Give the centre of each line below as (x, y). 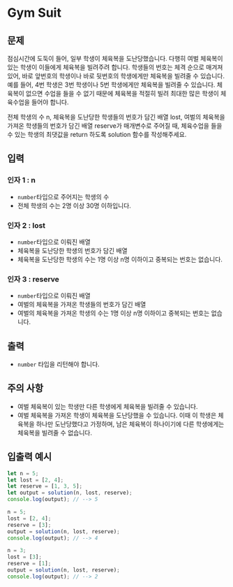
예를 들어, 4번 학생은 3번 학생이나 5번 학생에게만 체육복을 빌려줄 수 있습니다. (111, 85)
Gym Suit (34, 13)
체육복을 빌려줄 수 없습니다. (55, 433)
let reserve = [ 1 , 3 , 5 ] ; (45, 486)
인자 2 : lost (27, 225)
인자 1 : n (22, 180)
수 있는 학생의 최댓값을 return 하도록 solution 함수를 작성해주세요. (97, 135)
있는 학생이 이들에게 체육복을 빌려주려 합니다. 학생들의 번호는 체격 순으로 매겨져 (115, 67)
